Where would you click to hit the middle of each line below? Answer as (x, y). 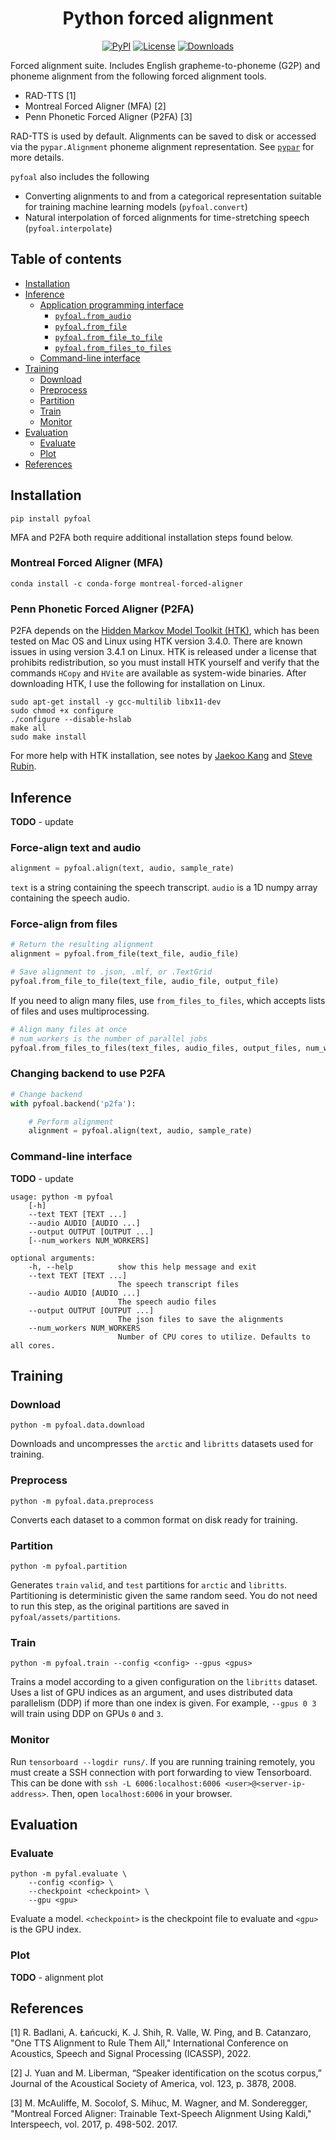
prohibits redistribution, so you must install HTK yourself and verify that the (165, 663)
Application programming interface (111, 304)
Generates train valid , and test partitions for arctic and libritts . (149, 1584)
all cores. (33, 1345)
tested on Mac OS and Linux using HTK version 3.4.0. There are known (156, 641)
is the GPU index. (46, 1929)
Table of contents (66, 259)
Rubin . (23, 766)
